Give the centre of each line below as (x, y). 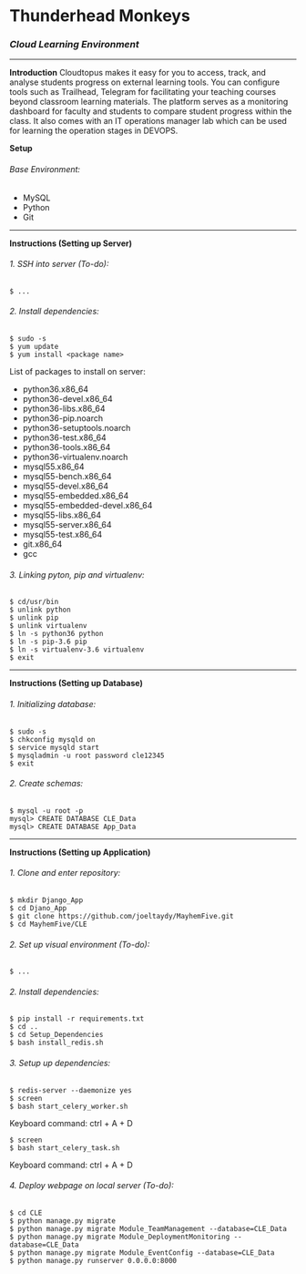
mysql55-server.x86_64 (67, 525)
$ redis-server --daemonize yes (71, 1090)
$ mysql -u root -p (46, 811)
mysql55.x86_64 (53, 467)
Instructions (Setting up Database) (76, 683)
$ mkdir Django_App (46, 900)
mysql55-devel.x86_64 (66, 486)
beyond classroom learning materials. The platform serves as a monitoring (149, 102)
